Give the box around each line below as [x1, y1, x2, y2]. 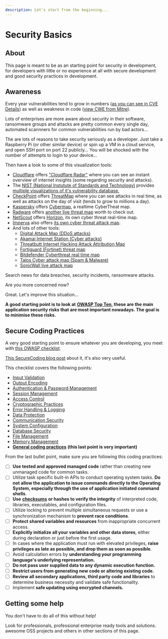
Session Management [12, 390, 58, 397]
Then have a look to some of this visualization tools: [5, 162, 112, 168]
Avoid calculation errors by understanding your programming [12, 551, 141, 557]
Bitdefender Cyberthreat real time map [20, 252, 100, 258]
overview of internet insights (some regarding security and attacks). [12, 177, 153, 183]
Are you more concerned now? [5, 282, 69, 288]
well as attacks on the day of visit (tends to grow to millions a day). [12, 198, 150, 204]
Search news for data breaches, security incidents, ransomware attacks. [5, 272, 155, 278]
